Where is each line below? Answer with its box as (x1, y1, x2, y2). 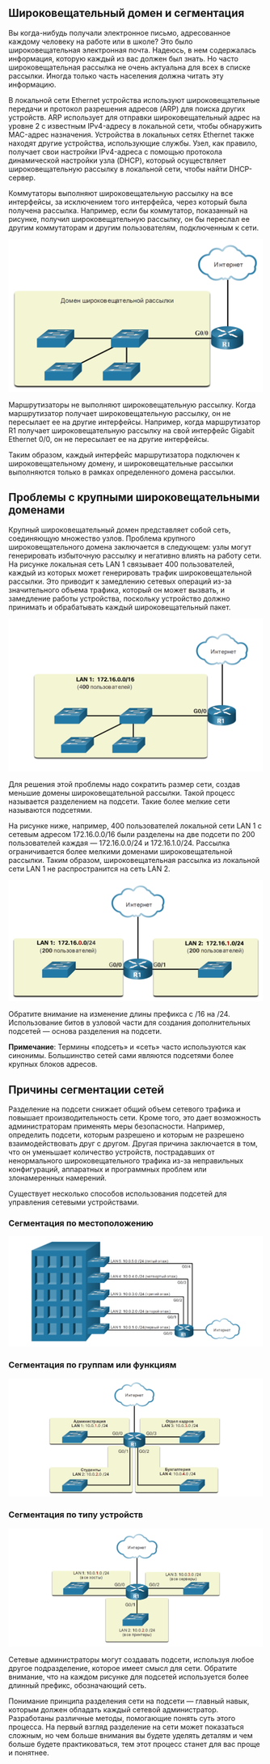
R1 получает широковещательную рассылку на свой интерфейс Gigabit (8, 426, 255, 436)
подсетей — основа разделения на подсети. (8, 1027, 162, 1036)
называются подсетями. (8, 805, 93, 815)
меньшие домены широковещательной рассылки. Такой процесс (8, 788, 236, 798)
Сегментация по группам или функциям (8, 1359, 177, 1371)
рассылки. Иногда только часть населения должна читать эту (8, 70, 224, 80)
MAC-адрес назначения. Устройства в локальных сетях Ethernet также (8, 130, 255, 139)
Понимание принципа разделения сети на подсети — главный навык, (8, 1696, 250, 1706)
